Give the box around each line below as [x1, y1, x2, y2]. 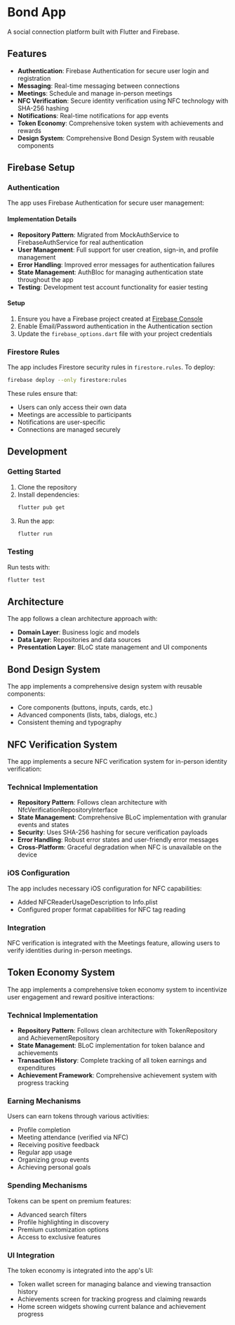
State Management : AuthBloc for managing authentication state [17, 268, 203, 276]
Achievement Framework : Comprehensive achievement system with [17, 1071, 217, 1080]
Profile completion [17, 1126, 71, 1134]
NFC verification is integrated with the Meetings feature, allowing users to [7, 938, 220, 947]
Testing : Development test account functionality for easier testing [17, 283, 208, 291]
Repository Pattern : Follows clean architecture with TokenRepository [17, 1026, 217, 1035]
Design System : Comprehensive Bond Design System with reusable [17, 134, 215, 142]
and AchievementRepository [17, 1034, 100, 1042]
